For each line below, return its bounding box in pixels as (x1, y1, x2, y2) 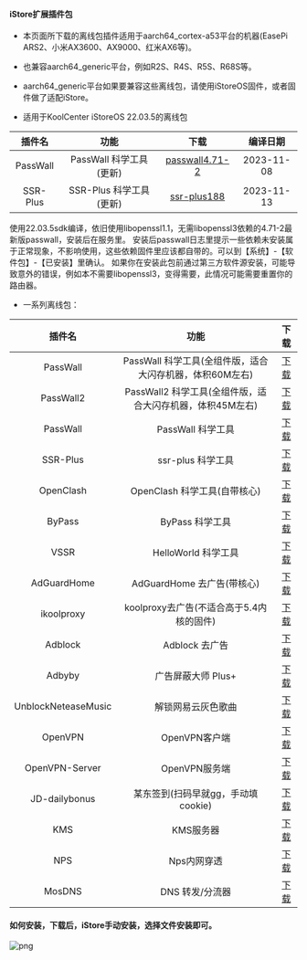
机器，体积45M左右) (170, 399, 259, 412)
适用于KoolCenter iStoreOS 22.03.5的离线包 (22, 111, 188, 122)
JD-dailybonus (30, 793, 96, 806)
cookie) (179, 799, 213, 812)
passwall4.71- (165, 153, 230, 166)
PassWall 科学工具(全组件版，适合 (122, 354, 269, 367)
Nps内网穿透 (168, 855, 224, 868)
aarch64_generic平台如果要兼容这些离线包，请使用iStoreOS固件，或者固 (22, 80, 297, 91)
